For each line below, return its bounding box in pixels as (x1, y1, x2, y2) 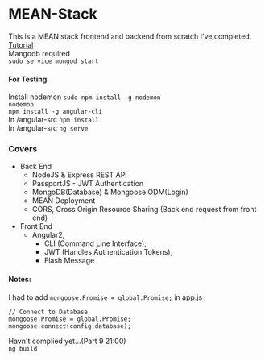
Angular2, (31, 230, 65, 240)
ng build (8, 344, 38, 353)
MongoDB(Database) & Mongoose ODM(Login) (31, 187, 189, 197)
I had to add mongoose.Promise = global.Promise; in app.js (8, 292, 203, 302)
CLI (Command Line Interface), (43, 239, 147, 248)
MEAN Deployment (31, 196, 96, 205)
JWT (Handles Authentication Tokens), (43, 247, 173, 257)
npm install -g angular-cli (8, 108, 103, 116)
